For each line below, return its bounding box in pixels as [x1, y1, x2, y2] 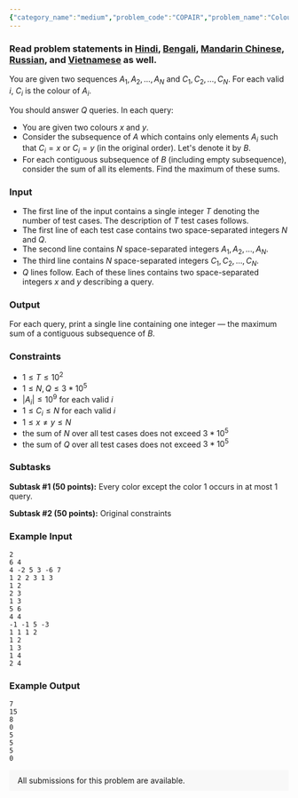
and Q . [21, 235, 47, 245]
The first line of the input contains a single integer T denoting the [21, 206, 260, 217]
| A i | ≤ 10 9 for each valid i [21, 392, 114, 407]
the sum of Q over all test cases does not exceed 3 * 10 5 [21, 437, 229, 450]
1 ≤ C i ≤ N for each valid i [21, 405, 116, 419]
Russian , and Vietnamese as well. [9, 53, 157, 66]
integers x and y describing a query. [21, 276, 154, 287]
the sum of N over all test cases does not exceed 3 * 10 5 [21, 427, 229, 438]
